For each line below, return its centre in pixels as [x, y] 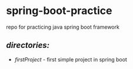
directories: [28, 45]
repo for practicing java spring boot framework [63, 27]
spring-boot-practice [59, 11]
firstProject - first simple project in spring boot [71, 59]
